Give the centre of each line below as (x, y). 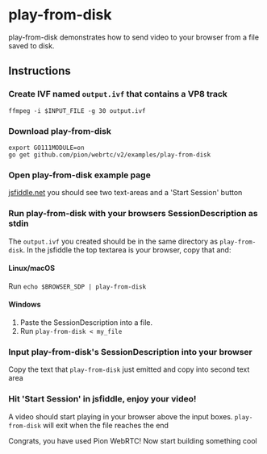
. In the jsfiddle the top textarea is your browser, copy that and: (127, 250)
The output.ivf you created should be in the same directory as (113, 241)
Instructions (40, 71)
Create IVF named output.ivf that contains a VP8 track (118, 94)
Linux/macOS (31, 269)
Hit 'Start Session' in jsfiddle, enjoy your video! (102, 399)
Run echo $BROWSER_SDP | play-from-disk (77, 286)
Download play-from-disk (60, 131)
